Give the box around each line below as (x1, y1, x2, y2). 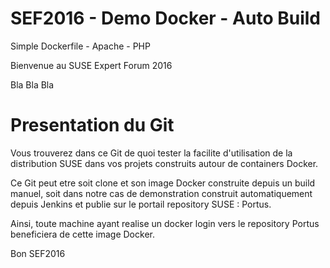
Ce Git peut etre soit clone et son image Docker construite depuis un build (10, 177, 316, 189)
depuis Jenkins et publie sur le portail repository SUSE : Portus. (10, 198, 272, 210)
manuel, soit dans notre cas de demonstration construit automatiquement (10, 187, 313, 199)
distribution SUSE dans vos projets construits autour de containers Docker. (10, 157, 319, 169)
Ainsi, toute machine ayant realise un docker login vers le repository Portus (10, 217, 320, 229)
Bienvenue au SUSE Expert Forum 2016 (10, 59, 173, 71)
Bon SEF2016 (10, 247, 66, 259)
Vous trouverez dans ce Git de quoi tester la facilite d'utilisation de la (10, 147, 293, 159)
